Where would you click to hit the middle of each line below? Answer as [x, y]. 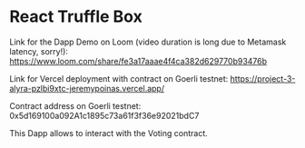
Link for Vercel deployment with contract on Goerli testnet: [119, 78]
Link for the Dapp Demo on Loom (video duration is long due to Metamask [148, 42]
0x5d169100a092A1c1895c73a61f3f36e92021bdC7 [104, 115]
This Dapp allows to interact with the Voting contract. [109, 133]
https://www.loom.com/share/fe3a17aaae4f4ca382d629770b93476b [138, 61]
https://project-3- [263, 78]
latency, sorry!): [39, 51]
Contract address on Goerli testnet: [75, 105]
